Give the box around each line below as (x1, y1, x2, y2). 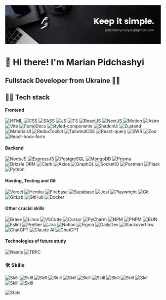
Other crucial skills (5, 205, 45, 212)
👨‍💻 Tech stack (5, 93, 50, 101)
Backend (5, 145, 24, 151)
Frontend (5, 107, 25, 113)
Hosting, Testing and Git (5, 177, 56, 183)
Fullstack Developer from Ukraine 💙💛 (5, 76, 121, 85)
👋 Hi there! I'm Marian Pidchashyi (5, 57, 144, 68)
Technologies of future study (5, 238, 67, 244)
